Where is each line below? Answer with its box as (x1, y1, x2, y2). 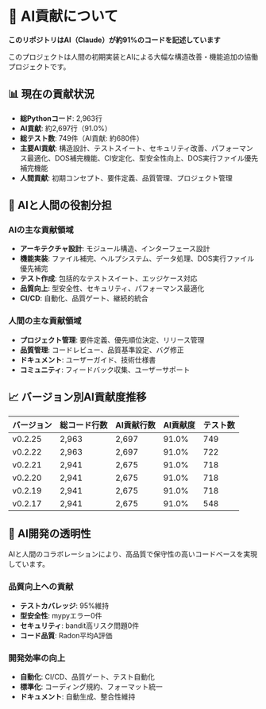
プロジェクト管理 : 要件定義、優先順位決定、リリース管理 (19, 335, 205, 344)
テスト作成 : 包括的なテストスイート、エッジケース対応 (19, 273, 198, 283)
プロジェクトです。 (8, 61, 71, 72)
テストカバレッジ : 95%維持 (19, 601, 110, 610)
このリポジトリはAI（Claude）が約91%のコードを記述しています (8, 35, 221, 45)
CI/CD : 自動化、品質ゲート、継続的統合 (19, 293, 148, 303)
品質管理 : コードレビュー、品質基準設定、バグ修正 (19, 345, 184, 354)
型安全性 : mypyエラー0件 (19, 610, 102, 620)
